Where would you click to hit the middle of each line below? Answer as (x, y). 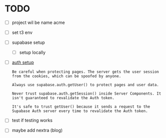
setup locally (32, 52)
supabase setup (28, 42)
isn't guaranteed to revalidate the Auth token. (63, 98)
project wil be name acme (38, 22)
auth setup (23, 62)
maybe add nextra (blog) (37, 131)
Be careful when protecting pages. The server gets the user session (85, 72)
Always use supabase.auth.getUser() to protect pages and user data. (85, 85)
